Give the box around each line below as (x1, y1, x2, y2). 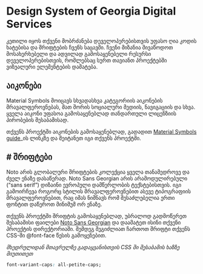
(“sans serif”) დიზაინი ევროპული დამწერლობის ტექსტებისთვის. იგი (6, 181, 182, 188)
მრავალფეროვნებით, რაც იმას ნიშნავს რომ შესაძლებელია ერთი (6, 194, 175, 201)
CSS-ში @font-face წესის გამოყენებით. (6, 231, 107, 239)
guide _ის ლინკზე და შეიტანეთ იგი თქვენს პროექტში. (6, 134, 141, 142)
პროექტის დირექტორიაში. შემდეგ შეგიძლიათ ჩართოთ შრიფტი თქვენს (6, 225, 190, 232)
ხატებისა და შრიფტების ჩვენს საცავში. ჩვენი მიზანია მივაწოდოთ (6, 44, 173, 51)
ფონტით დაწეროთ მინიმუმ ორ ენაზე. (6, 200, 102, 208)
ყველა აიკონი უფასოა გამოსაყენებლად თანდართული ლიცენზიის (6, 109, 177, 117)
